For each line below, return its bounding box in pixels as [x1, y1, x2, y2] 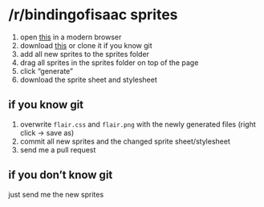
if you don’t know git [8, 168, 113, 182]
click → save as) [19, 128, 75, 137]
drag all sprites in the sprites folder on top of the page [19, 58, 199, 67]
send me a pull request [19, 144, 96, 154]
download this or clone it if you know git [19, 40, 152, 50]
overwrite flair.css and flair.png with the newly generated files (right [19, 119, 256, 129]
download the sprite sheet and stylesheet [19, 75, 158, 84]
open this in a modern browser [19, 32, 122, 42]
